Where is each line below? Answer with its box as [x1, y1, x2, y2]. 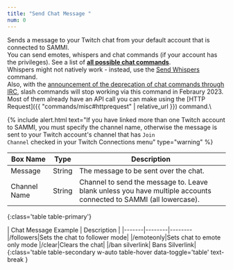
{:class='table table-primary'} [7, 212, 92, 221]
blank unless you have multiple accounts [79, 185, 212, 195]
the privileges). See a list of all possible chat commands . [7, 58, 171, 66]
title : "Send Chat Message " [7, 10, 92, 17]
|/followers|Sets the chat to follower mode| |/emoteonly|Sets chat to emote [7, 233, 221, 242]
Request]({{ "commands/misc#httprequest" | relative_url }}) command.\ [7, 102, 212, 110]
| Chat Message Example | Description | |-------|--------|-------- [7, 226, 193, 234]
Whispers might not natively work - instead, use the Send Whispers [7, 65, 200, 74]
